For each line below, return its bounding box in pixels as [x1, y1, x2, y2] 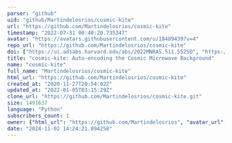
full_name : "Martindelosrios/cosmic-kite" [7, 67, 131, 74]
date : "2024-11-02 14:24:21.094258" [7, 125, 113, 132]
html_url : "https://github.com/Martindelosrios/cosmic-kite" [7, 74, 187, 81]
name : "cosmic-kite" [7, 61, 67, 68]
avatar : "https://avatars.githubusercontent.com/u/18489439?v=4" [7, 36, 199, 43]
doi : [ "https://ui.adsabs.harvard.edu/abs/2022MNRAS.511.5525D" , [7, 49, 199, 56]
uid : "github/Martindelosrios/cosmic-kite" [7, 16, 135, 23]
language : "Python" [7, 106, 64, 113]
